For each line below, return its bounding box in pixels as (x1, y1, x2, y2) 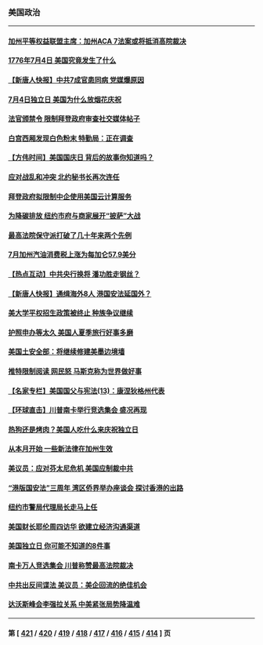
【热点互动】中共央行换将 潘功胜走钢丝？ (8, 269, 141, 279)
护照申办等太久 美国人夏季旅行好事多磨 (8, 327, 134, 337)
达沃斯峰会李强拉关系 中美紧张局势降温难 (8, 599, 141, 609)
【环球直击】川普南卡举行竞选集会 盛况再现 (8, 406, 147, 415)
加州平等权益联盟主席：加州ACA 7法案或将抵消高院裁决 (8, 36, 186, 46)
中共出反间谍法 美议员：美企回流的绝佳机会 (8, 580, 147, 589)
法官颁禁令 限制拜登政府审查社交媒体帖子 (8, 114, 141, 123)
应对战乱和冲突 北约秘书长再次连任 (8, 173, 120, 182)
